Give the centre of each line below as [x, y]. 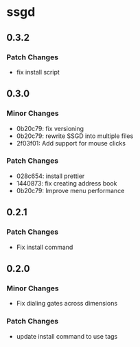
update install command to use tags [67, 336]
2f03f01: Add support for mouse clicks [71, 143]
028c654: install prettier [50, 176]
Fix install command [45, 247]
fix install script [38, 72]
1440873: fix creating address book [67, 183]
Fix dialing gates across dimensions [67, 304]
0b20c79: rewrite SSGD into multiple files [75, 136]
